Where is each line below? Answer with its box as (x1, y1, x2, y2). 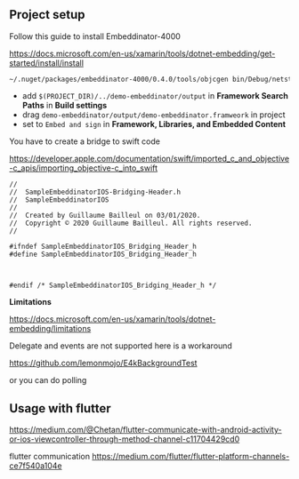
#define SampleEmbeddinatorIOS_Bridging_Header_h (9, 250, 198, 259)
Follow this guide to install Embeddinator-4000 (9, 30, 181, 42)
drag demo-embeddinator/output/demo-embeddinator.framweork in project (21, 109, 286, 120)
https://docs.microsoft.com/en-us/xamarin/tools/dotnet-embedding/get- (9, 48, 276, 59)
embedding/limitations (9, 323, 92, 334)
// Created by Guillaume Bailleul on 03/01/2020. (9, 212, 201, 220)
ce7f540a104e (9, 460, 62, 471)
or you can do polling (9, 375, 87, 386)
